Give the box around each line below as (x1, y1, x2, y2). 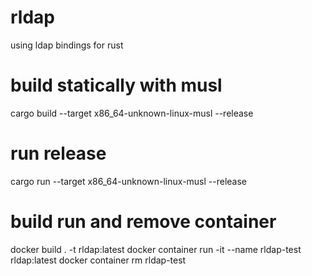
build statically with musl (10, 74, 223, 97)
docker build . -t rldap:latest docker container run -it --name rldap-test (10, 243, 302, 255)
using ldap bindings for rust (10, 39, 124, 51)
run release (10, 142, 107, 165)
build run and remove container (10, 211, 277, 233)
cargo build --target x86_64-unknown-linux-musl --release (10, 107, 254, 119)
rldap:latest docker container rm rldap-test (10, 254, 187, 266)
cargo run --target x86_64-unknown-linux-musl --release (10, 175, 248, 187)
